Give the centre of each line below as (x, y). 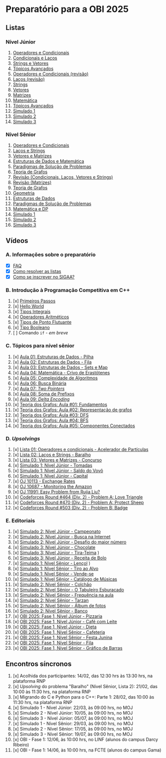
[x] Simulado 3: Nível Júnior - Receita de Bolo (60, 558)
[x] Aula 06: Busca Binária (40, 383)
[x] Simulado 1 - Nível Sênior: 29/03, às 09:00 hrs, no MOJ (73, 724)
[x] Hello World (28, 306)
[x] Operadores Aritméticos (41, 317)
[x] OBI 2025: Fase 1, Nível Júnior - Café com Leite (65, 622)
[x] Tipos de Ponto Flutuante (42, 322)
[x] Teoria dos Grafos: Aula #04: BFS (51, 420)
